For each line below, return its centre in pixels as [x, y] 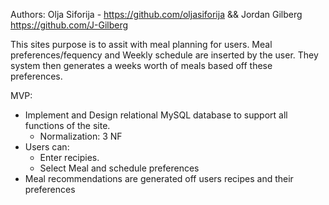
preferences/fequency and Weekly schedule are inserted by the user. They [164, 55]
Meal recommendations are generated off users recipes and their [159, 178]
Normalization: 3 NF [81, 136]
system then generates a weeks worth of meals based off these [141, 65]
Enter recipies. [69, 157]
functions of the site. [67, 125]
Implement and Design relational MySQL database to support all [156, 115]
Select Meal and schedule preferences [119, 168]
